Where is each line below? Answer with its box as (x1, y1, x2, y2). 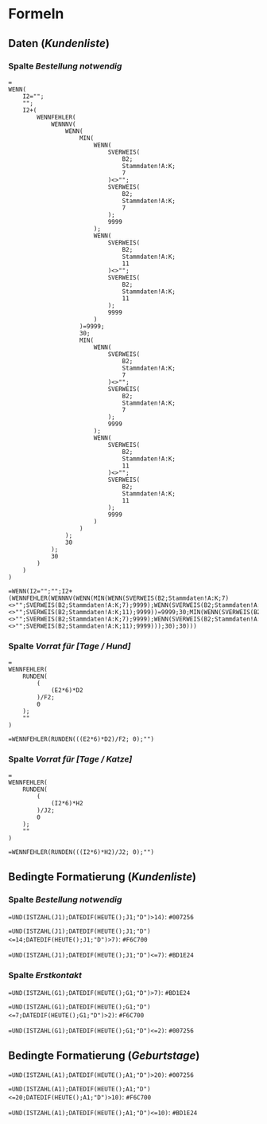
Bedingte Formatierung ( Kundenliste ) (8, 870, 197, 883)
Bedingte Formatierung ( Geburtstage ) (8, 1048, 200, 1062)
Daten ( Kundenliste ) (8, 37, 110, 50)
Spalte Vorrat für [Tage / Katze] (8, 754, 133, 765)
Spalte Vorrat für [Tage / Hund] (8, 640, 131, 652)
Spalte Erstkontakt (8, 969, 82, 981)
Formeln (8, 5, 64, 23)
